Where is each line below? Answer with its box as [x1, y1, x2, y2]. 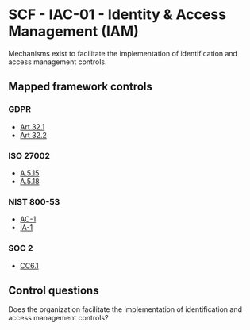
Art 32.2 [19, 130, 48, 140]
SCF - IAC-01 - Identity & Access [8, 6, 227, 24]
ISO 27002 [8, 150, 50, 161]
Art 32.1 [19, 121, 45, 132]
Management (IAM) [8, 22, 139, 40]
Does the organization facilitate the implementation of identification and [8, 305, 242, 314]
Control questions [8, 283, 99, 297]
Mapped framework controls [8, 80, 153, 94]
